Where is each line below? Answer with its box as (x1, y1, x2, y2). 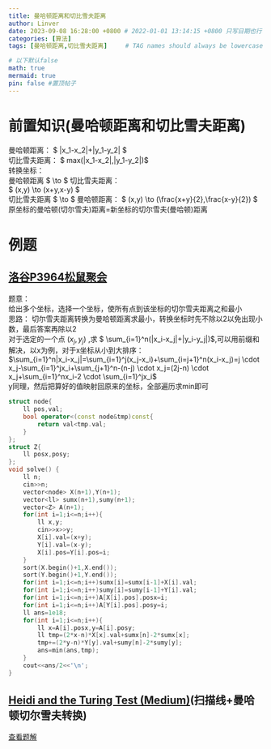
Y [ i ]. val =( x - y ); (37, 541, 92, 549)
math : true (8, 64, 45, 73)
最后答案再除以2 (22, 323, 77, 333)
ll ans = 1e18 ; (23, 609, 67, 617)
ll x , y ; (37, 518, 63, 527)
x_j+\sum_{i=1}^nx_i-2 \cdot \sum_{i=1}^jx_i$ (8, 372, 158, 382)
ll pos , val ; (23, 405, 63, 413)
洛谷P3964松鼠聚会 (8, 271, 108, 285)
